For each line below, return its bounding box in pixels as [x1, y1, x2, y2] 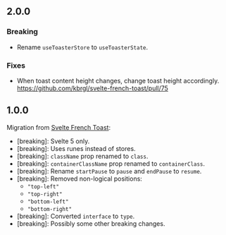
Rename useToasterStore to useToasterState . [16, 42, 149, 52]
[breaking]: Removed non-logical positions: [16, 174, 142, 183]
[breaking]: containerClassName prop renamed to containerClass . [16, 159, 206, 168]
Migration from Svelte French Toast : [6, 123, 111, 131]
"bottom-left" [27, 198, 69, 205]
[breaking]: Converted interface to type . [16, 212, 135, 220]
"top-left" [27, 183, 60, 190]
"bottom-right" [27, 205, 72, 212]
